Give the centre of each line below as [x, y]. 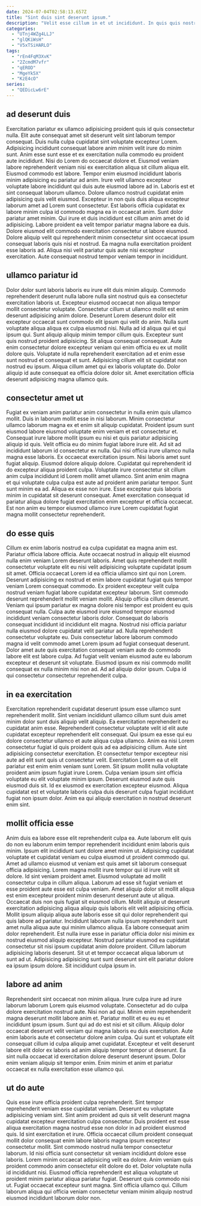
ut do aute [25, 1088]
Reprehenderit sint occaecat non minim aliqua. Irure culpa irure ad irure [94, 999]
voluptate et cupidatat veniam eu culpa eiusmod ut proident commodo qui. [98, 857]
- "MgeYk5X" [27, 73]
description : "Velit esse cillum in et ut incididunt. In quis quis [93, 23]
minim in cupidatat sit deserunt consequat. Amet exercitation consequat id [98, 495]
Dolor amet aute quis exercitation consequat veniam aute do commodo [94, 650]
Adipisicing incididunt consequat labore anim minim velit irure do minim [94, 148]
